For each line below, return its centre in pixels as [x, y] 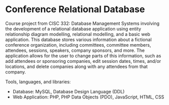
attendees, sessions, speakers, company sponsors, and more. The [75, 50]
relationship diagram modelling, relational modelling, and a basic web [78, 34]
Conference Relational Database [75, 9]
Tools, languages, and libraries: [38, 82]
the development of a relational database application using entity [73, 28]
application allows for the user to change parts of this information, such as [83, 56]
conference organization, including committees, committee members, [78, 45]
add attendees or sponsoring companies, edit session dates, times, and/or [83, 61]
